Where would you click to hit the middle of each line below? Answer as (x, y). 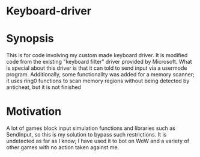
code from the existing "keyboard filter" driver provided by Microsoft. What (99, 62)
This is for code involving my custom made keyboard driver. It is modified (97, 55)
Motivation (34, 112)
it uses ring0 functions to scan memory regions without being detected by (98, 81)
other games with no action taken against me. (63, 147)
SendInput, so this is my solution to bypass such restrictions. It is (86, 135)
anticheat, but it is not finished (44, 87)
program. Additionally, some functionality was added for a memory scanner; (100, 75)
